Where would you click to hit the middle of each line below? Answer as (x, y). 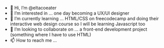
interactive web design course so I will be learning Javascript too (77, 24)
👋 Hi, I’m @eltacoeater (33, 8)
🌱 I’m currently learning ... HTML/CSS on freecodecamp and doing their (84, 18)
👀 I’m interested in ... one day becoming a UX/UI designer (70, 13)
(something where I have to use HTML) (51, 35)
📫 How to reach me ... (33, 40)
